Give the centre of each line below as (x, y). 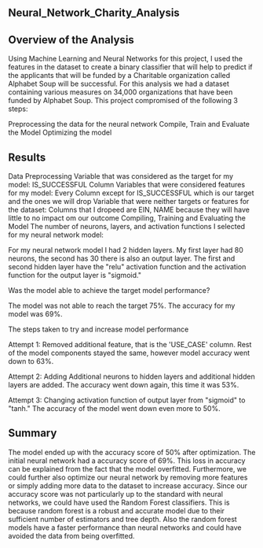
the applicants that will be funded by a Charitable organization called (119, 76)
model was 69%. (35, 314)
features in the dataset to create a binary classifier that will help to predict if (130, 67)
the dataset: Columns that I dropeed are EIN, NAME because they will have (129, 210)
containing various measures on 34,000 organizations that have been (121, 92)
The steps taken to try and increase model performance (99, 329)
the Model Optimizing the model (60, 132)
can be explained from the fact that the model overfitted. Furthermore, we (128, 468)
